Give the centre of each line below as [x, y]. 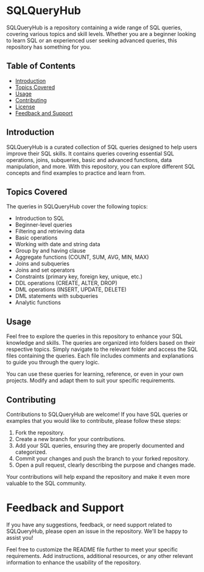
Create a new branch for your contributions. [70, 439]
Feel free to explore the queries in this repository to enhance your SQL [94, 336]
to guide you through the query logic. [53, 362]
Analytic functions [38, 303]
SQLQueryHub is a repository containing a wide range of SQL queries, [94, 27]
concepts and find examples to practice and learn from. [76, 173]
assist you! [20, 537]
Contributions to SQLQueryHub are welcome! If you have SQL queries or [97, 414]
